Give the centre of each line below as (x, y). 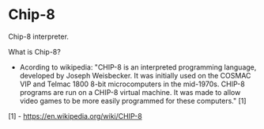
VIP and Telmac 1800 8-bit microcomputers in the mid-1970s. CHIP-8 (132, 84)
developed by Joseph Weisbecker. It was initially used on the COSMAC (135, 75)
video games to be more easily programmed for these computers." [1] (133, 101)
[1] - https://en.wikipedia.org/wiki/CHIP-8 (75, 116)
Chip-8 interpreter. (39, 36)
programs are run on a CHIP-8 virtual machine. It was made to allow (130, 92)
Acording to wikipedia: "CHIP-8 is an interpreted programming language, (138, 67)
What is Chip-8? (34, 51)
